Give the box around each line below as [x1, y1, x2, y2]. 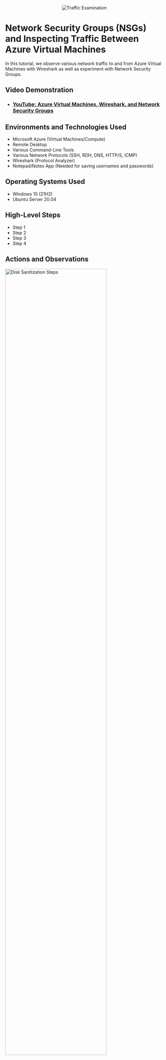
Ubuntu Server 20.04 [12, 196, 57, 202]
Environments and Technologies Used [5, 122, 127, 131]
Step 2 [12, 229, 27, 235]
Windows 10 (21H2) [12, 191, 53, 197]
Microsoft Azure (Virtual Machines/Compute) [12, 136, 106, 142]
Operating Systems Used [5, 177, 85, 186]
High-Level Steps [5, 211, 61, 219]
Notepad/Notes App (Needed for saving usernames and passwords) [12, 163, 154, 169]
